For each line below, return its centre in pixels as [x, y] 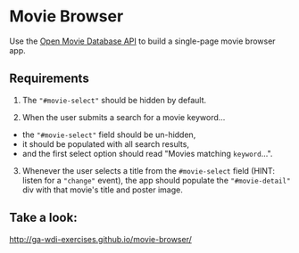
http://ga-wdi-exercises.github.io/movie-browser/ [100, 239]
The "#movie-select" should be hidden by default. [114, 100]
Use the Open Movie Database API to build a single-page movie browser [142, 41]
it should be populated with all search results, [106, 143]
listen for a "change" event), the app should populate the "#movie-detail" [156, 180]
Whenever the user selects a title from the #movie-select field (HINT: [148, 170]
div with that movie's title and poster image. [102, 190]
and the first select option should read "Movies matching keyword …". [147, 153]
